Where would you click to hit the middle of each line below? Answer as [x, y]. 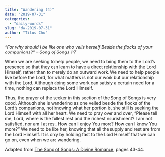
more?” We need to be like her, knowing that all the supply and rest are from [83, 129]
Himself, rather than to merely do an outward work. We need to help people [82, 72]
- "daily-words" [26, 24]
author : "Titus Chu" [27, 33]
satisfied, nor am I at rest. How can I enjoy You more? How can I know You [81, 124]
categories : [17, 19]
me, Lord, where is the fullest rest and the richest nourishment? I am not [79, 119]
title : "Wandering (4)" [30, 10]
